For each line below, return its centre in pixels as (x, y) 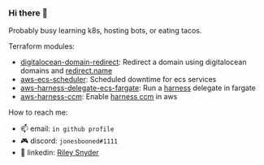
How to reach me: (38, 112)
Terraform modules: (42, 46)
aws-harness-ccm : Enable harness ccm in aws (99, 97)
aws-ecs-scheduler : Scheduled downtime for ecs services (118, 80)
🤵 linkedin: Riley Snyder (59, 153)
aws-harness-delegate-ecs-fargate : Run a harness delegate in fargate (138, 88)
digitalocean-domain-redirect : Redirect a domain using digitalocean (133, 62)
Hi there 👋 (28, 13)
